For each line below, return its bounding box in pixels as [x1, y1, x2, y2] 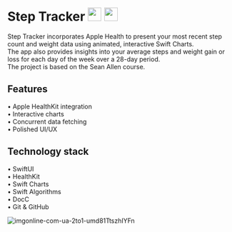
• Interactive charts [7, 109, 64, 118]
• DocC [7, 195, 30, 203]
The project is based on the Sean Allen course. [7, 62, 146, 71]
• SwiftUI [7, 164, 34, 173]
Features [7, 83, 48, 96]
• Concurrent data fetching [7, 117, 87, 126]
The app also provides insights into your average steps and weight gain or [7, 47, 225, 56]
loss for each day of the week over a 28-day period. [7, 54, 161, 64]
